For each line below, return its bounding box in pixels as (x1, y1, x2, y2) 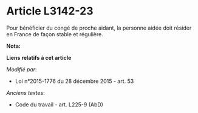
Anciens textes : (6, 89, 46, 96)
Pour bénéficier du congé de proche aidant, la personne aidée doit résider (6, 24, 192, 31)
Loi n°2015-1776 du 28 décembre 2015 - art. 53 (15, 77, 134, 85)
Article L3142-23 (6, 4, 94, 18)
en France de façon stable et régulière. (6, 30, 103, 37)
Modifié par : (6, 65, 38, 73)
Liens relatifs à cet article (6, 54, 72, 61)
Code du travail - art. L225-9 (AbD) (15, 101, 103, 108)
